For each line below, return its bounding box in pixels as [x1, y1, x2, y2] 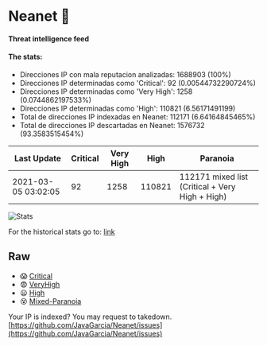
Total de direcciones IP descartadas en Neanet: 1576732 [19, 120, 205, 130]
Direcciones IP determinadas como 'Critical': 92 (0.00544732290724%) [19, 78, 257, 87]
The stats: [8, 52, 43, 62]
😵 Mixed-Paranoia [19, 296, 82, 305]
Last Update [14, 153, 62, 164]
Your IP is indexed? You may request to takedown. [8, 312, 172, 321]
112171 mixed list [179, 171, 249, 182]
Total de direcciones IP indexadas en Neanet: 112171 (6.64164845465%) [19, 111, 256, 122]
